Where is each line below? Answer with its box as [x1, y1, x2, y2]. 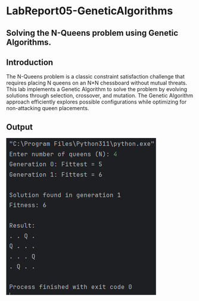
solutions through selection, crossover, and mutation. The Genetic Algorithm [6, 92, 194, 99]
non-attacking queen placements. [6, 105, 89, 112]
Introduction [6, 57, 54, 67]
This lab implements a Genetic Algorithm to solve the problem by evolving [6, 86, 188, 93]
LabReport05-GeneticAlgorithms [6, 4, 173, 18]
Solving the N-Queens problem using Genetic [6, 28, 179, 38]
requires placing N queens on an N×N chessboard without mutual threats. [6, 79, 188, 87]
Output [6, 122, 33, 132]
